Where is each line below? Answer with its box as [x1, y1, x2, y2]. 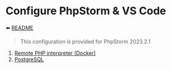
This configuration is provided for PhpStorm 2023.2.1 [20, 37, 150, 45]
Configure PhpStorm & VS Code [5, 4, 167, 18]
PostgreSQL [14, 55, 44, 63]
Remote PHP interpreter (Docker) [14, 49, 96, 57]
